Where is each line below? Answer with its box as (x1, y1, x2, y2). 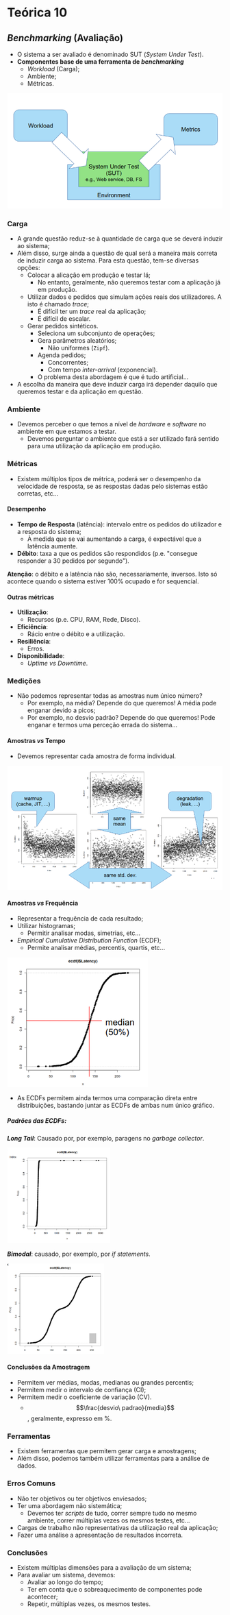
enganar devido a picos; (27, 706, 96, 714)
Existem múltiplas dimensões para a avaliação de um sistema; (16, 1563, 192, 1571)
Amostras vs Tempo (7, 737, 66, 745)
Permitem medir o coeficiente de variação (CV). (16, 1393, 152, 1401)
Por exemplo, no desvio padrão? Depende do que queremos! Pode (27, 714, 216, 722)
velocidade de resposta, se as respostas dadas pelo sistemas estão (16, 482, 208, 490)
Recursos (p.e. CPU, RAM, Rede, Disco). (27, 616, 141, 624)
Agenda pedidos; (37, 351, 86, 359)
